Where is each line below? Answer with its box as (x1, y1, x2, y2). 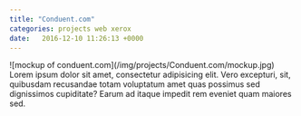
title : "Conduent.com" (9, 14, 95, 24)
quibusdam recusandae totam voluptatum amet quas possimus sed (9, 79, 260, 90)
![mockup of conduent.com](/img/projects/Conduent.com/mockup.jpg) (9, 60, 275, 71)
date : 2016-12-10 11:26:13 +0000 (9, 34, 144, 43)
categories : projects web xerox (9, 24, 131, 34)
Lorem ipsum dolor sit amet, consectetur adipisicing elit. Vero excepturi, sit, (9, 69, 292, 81)
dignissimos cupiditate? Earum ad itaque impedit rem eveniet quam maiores (9, 89, 292, 100)
